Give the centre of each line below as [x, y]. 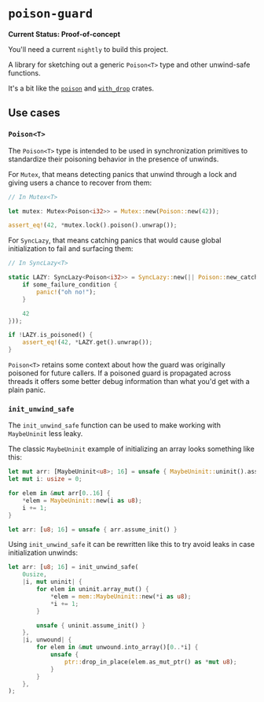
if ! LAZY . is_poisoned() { [50, 335]
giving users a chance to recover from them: [80, 183]
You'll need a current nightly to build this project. [88, 49]
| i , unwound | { [47, 640]
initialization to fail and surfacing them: [71, 249]
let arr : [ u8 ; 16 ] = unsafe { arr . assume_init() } [93, 530]
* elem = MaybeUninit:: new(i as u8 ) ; [82, 501]
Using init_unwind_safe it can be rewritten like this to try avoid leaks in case [132, 545]
